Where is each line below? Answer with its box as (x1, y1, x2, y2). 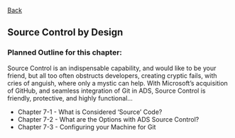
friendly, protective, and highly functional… (7, 93, 133, 102)
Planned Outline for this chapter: (7, 47, 123, 57)
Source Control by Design (7, 26, 124, 38)
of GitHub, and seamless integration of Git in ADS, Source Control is (7, 86, 206, 95)
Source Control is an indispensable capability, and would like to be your (7, 64, 217, 72)
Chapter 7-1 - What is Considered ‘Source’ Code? (17, 108, 163, 116)
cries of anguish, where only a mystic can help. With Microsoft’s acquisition (7, 79, 229, 87)
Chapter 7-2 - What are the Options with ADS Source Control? (17, 115, 200, 123)
